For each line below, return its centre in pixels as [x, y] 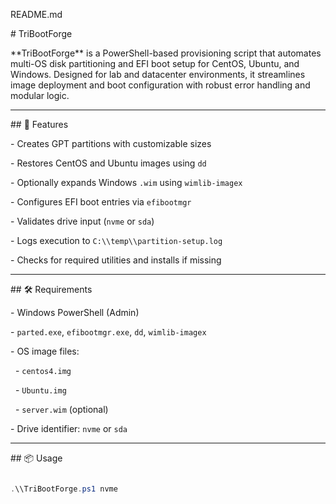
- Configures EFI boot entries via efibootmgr [101, 202]
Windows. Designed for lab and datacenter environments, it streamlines [158, 74]
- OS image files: [45, 351]
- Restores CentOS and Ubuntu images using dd [108, 163]
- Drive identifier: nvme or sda [69, 428]
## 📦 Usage [36, 458]
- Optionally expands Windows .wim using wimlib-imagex [126, 182]
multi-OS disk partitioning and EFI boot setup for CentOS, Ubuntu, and [155, 63]
